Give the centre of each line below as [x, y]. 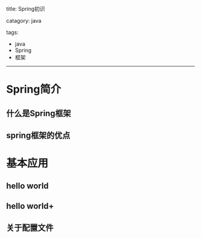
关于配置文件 [30, 228]
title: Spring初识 [26, 9]
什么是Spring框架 [39, 113]
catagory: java [24, 21]
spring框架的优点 [38, 135]
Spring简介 [34, 89]
